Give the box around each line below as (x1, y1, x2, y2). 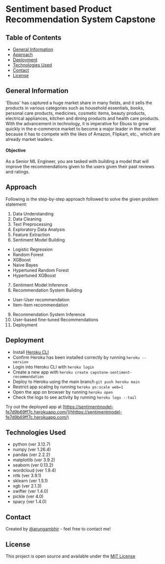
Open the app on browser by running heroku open (12, 389, 113, 395)
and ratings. (5, 169, 30, 175)
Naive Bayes (12, 262, 38, 268)
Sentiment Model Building (12, 237, 65, 242)
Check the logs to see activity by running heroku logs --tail (12, 394, 137, 400)
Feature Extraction (12, 232, 51, 238)
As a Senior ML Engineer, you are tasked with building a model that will (5, 159, 149, 164)
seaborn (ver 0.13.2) (12, 462, 54, 468)
